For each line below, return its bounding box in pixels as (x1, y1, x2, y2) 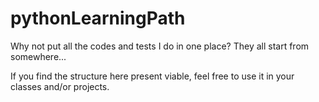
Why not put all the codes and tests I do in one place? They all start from (10, 40, 310, 52)
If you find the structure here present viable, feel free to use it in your (10, 70, 295, 82)
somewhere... (10, 50, 67, 62)
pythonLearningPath (10, 7, 186, 30)
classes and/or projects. (10, 80, 110, 92)
